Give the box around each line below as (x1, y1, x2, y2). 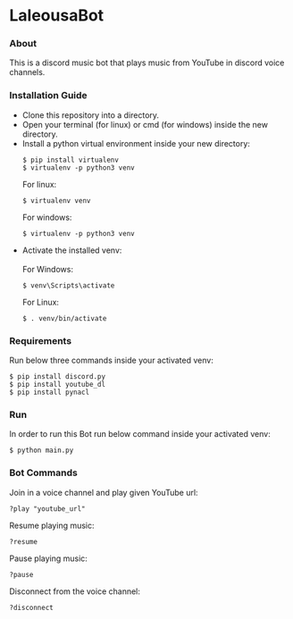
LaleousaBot (9, 5, 105, 26)
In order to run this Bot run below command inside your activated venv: (9, 429, 271, 439)
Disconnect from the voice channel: (9, 586, 141, 597)
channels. (9, 67, 46, 78)
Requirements (9, 334, 72, 347)
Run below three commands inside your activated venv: (9, 355, 214, 366)
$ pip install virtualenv (21, 155, 119, 164)
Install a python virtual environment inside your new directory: (21, 138, 250, 148)
